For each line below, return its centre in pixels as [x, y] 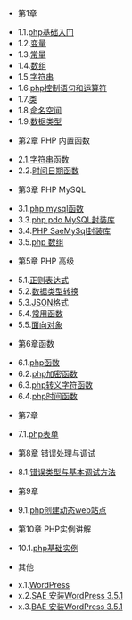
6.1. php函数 [38, 363]
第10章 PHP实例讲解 [54, 529]
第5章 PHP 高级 [46, 261]
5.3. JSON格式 [43, 302]
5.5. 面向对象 [40, 325]
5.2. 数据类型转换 [48, 291]
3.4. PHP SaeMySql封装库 [64, 231]
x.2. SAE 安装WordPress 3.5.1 [70, 595]
